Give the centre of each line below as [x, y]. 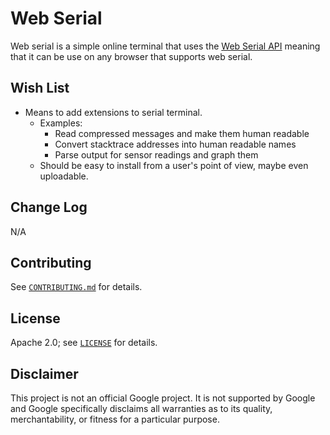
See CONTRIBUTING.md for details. [76, 287]
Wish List [40, 88]
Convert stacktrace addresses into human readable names [175, 144]
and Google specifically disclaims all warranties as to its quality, [141, 408]
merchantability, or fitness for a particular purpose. [115, 419]
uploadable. [64, 176]
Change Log [49, 207]
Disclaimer [44, 373]
